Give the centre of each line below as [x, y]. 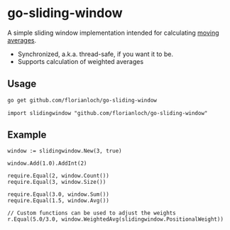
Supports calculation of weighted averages [81, 61]
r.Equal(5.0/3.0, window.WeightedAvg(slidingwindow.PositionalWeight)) [115, 219]
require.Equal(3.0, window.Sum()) [59, 195]
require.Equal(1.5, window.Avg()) [59, 201]
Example [27, 135]
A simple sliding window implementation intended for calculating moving [113, 33]
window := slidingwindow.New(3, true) [65, 151]
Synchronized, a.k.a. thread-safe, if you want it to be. [95, 54]
